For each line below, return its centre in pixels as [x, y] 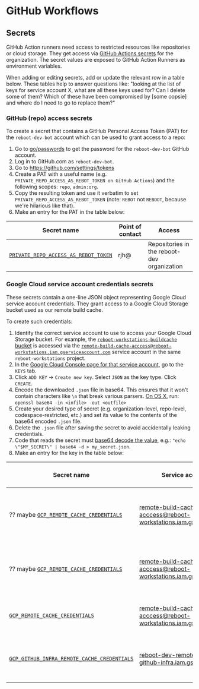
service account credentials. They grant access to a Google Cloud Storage [97, 304]
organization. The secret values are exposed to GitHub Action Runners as [96, 60]
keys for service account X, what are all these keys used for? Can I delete [96, 90]
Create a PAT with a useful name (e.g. [61, 174]
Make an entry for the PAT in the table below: [70, 212]
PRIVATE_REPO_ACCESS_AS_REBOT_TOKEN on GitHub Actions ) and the [94, 181]
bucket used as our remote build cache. [55, 309]
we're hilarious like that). [45, 206]
